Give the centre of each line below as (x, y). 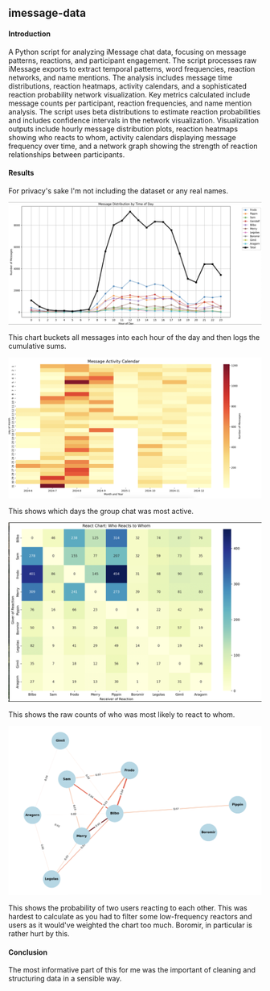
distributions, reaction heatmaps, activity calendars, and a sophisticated (128, 86)
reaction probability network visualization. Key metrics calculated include (129, 94)
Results (21, 173)
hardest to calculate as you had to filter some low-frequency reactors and (130, 916)
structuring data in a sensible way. (65, 979)
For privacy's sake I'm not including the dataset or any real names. (119, 191)
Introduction (29, 33)
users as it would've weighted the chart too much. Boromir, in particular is (131, 925)
